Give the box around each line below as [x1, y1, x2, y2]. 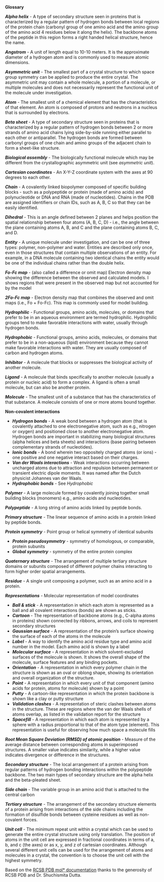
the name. [5, 40, 25, 45]
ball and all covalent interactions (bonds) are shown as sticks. [12, 608, 137, 613]
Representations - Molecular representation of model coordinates [5, 593, 139, 598]
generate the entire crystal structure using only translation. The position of [5, 832, 155, 837]
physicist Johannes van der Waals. [12, 475, 83, 481]
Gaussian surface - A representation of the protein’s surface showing [12, 628, 154, 634]
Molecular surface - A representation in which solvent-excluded [12, 649, 143, 655]
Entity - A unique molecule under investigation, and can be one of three [5, 239, 150, 245]
